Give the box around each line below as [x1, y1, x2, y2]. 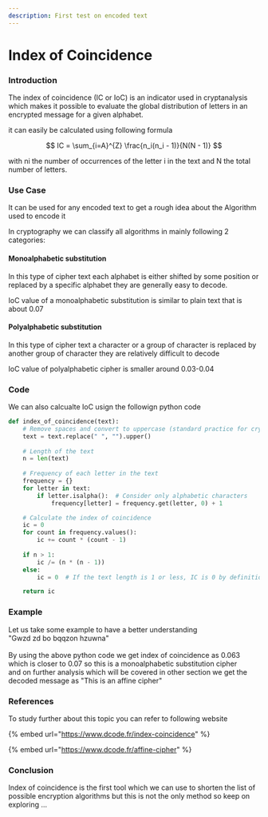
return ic [22, 588, 56, 596]
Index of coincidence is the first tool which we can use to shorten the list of [8, 783, 256, 792]
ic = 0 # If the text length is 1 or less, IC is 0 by [37, 573, 227, 581]
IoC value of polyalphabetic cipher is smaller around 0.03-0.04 [8, 364, 215, 373]
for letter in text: [22, 484, 91, 492]
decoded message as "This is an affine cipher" [8, 676, 163, 685]
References [8, 695, 54, 707]
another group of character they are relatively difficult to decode [8, 349, 220, 358]
